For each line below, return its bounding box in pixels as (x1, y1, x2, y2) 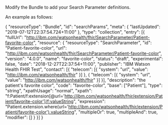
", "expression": (73, 98, 106, 104)
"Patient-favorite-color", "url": (5, 45, 67, 51)
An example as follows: (5, 14, 53, 20)
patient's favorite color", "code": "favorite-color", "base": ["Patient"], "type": (5, 82, 163, 88)
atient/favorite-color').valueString (5, 109, 74, 115)
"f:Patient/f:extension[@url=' (5, 93, 65, 99)
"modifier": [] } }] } (5, 114, 44, 120)
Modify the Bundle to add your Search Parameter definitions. (5, 5, 131, 10)
